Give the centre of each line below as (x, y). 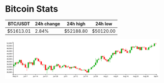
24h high (76, 24)
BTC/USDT (19, 24)
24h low (104, 24)
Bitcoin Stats (32, 9)
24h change (48, 24)
